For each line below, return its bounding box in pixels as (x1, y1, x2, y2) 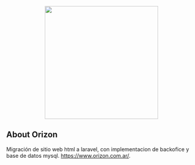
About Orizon (6, 129, 58, 140)
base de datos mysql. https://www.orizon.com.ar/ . (6, 152, 131, 159)
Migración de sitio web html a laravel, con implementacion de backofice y (6, 145, 190, 153)
